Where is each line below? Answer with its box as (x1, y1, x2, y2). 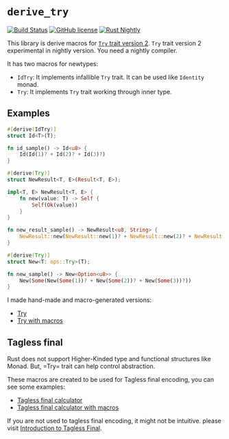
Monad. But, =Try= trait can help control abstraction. (7, 362, 156, 370)
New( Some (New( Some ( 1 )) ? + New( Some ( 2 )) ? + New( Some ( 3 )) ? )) (19, 277, 192, 284)
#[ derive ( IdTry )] (7, 126, 57, 133)
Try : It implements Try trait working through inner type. (16, 87, 173, 96)
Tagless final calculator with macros (16, 403, 119, 411)
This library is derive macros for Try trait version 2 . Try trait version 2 (7, 39, 202, 47)
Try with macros (16, 317, 63, 325)
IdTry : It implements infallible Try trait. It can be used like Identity (16, 73, 204, 81)
